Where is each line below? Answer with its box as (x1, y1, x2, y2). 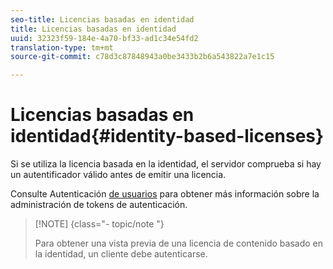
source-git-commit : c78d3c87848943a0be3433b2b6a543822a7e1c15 (10, 52, 275, 62)
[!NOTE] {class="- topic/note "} (34, 218, 165, 230)
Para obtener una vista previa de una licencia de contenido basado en (34, 237, 323, 250)
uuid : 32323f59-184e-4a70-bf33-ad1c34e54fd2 (10, 33, 199, 43)
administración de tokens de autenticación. (10, 199, 188, 211)
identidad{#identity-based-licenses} (10, 125, 325, 148)
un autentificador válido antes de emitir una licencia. (10, 169, 227, 181)
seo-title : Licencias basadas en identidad (10, 14, 195, 25)
